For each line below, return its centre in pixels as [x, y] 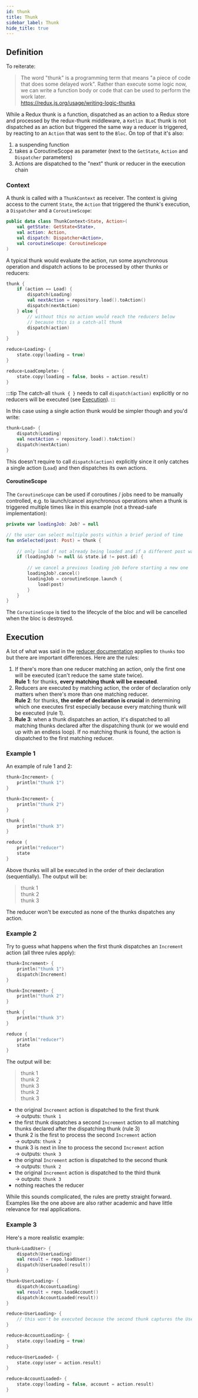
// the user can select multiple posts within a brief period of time [95, 535]
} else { [27, 311]
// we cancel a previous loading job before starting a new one [108, 568]
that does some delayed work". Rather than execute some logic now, [104, 84]
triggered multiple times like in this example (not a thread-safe [82, 507]
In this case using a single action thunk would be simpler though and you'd [97, 411]
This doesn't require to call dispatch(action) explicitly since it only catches [98, 461]
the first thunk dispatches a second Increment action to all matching [97, 1122]
